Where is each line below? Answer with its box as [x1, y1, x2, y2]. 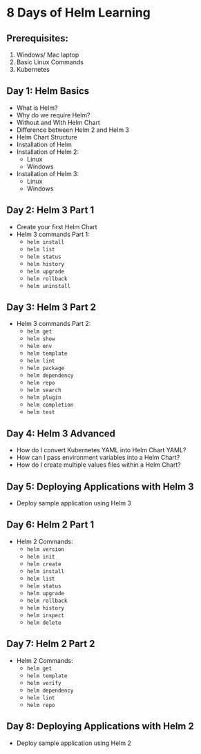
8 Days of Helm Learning [6, 5, 151, 21]
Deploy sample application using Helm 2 [16, 739, 132, 747]
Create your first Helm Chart [16, 222, 97, 231]
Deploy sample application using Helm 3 [16, 499, 132, 507]
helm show [26, 336, 56, 342]
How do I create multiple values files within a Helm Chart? [16, 461, 181, 469]
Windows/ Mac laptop [16, 50, 79, 59]
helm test [26, 409, 56, 416]
